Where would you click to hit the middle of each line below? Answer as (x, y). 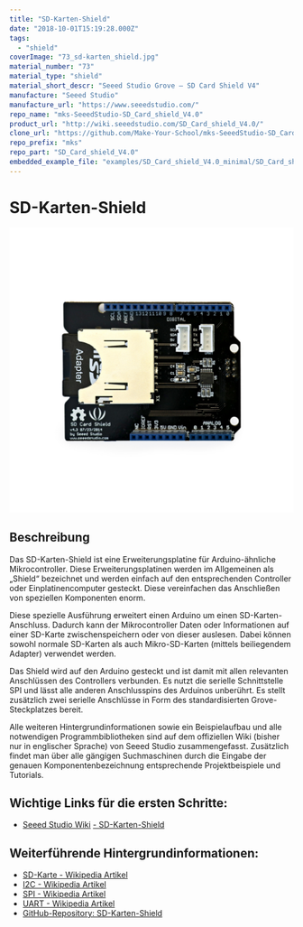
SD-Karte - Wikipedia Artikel (75, 875)
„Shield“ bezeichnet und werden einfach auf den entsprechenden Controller (150, 579)
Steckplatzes (33, 709)
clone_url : (30, 134)
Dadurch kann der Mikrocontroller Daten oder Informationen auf (171, 625)
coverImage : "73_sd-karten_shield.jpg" (84, 57)
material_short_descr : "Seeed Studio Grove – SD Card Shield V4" (134, 86)
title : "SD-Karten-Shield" (60, 19)
